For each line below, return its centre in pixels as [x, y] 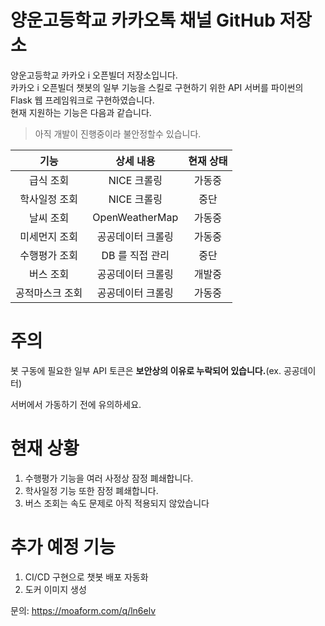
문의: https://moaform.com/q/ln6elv [83, 610]
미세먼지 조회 [48, 236]
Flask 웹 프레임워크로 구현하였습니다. [82, 100]
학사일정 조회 [48, 199]
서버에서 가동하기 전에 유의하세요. [76, 404]
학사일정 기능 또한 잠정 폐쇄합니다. [91, 490]
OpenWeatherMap [135, 217]
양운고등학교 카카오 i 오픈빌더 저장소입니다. [94, 75]
